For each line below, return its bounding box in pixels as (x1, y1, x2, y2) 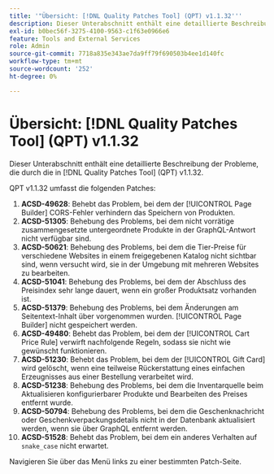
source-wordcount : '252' (9, 65, 94, 73)
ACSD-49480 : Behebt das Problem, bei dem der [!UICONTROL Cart (20, 328, 250, 338)
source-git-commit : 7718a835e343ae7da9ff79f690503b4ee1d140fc (9, 50, 224, 58)
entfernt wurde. (20, 398, 74, 407)
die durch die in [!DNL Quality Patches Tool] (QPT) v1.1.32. (9, 167, 204, 177)
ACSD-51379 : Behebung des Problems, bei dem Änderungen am (20, 302, 239, 312)
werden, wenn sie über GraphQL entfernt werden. (20, 424, 188, 433)
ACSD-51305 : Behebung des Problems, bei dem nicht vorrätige (20, 216, 235, 226)
